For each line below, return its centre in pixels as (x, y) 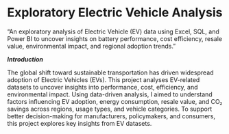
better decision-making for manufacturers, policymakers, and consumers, (111, 116)
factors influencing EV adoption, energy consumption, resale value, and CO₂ (115, 101)
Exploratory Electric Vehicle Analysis (115, 13)
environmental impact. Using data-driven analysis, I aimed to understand (110, 94)
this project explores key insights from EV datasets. (80, 123)
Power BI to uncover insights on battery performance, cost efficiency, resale (115, 38)
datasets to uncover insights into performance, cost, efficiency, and (103, 87)
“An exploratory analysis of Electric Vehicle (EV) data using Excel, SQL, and (113, 31)
